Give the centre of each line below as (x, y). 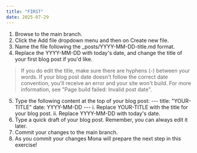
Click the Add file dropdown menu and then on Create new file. (92, 40)
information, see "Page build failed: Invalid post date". (86, 89)
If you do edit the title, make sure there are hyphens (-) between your (105, 70)
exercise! (26, 145)
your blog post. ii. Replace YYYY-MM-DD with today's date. (88, 113)
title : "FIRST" (25, 12)
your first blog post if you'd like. (54, 59)
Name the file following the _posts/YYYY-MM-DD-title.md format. (95, 46)
